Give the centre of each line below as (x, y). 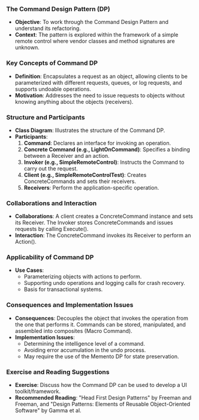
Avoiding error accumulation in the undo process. (85, 350)
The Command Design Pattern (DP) (58, 9)
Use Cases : (29, 270)
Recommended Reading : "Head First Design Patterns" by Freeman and (103, 398)
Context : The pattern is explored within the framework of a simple (97, 35)
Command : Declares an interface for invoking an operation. (97, 143)
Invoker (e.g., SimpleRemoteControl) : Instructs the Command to (104, 162)
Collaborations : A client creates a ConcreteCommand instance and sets (104, 216)
